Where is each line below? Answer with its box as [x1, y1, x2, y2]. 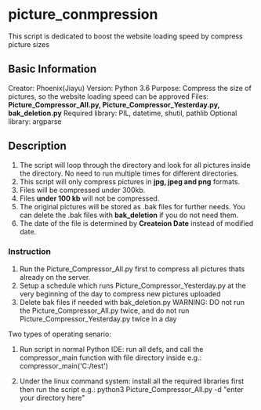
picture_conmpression [8, 5, 158, 24]
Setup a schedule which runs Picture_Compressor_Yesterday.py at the [19, 281, 247, 290]
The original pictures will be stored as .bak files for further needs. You [19, 201, 245, 211]
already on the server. [19, 272, 91, 281]
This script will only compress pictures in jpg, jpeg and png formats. [19, 176, 241, 186]
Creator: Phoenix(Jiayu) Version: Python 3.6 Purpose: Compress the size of [8, 83, 252, 93]
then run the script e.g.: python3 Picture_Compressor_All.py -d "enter [19, 384, 245, 394]
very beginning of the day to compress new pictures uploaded [19, 288, 221, 299]
